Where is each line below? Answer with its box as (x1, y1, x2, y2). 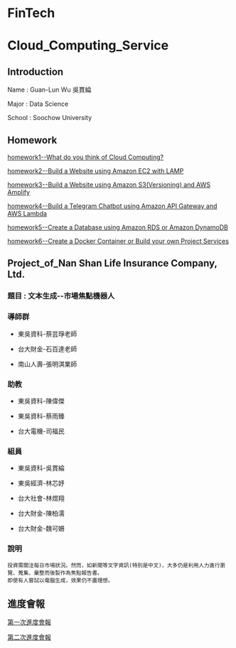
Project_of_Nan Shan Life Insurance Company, (7, 257, 218, 269)
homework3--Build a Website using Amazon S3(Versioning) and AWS (7, 180, 211, 189)
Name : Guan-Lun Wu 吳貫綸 (7, 85, 92, 94)
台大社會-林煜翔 (17, 494, 65, 502)
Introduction (7, 65, 64, 77)
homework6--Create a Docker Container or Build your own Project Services (7, 237, 230, 245)
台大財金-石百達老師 (17, 345, 77, 353)
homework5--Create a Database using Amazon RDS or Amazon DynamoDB (7, 223, 229, 232)
